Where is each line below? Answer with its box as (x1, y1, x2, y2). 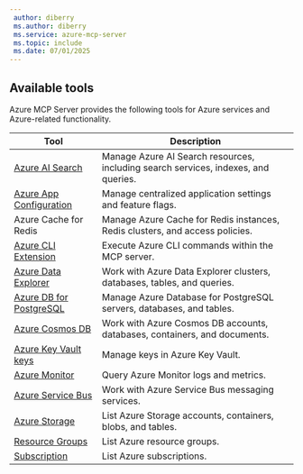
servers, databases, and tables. (102, 302, 234, 314)
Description (170, 134, 222, 147)
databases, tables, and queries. (102, 276, 234, 288)
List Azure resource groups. (102, 434, 219, 447)
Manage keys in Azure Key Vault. (102, 348, 241, 360)
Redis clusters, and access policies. (102, 224, 252, 237)
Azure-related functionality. (9, 114, 112, 124)
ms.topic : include (13, 38, 83, 48)
